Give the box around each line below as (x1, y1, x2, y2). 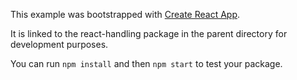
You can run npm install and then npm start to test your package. (10, 58, 283, 69)
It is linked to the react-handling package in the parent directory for (10, 28, 288, 39)
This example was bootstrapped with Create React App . (10, 9, 241, 20)
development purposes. (10, 39, 109, 50)
